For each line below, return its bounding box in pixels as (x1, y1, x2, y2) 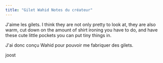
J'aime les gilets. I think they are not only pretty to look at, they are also (5, 21, 156, 27)
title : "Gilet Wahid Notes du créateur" (5, 7, 93, 13)
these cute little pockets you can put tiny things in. (5, 32, 112, 38)
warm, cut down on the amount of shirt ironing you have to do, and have (5, 26, 158, 33)
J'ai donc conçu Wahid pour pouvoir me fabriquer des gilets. (5, 42, 134, 48)
